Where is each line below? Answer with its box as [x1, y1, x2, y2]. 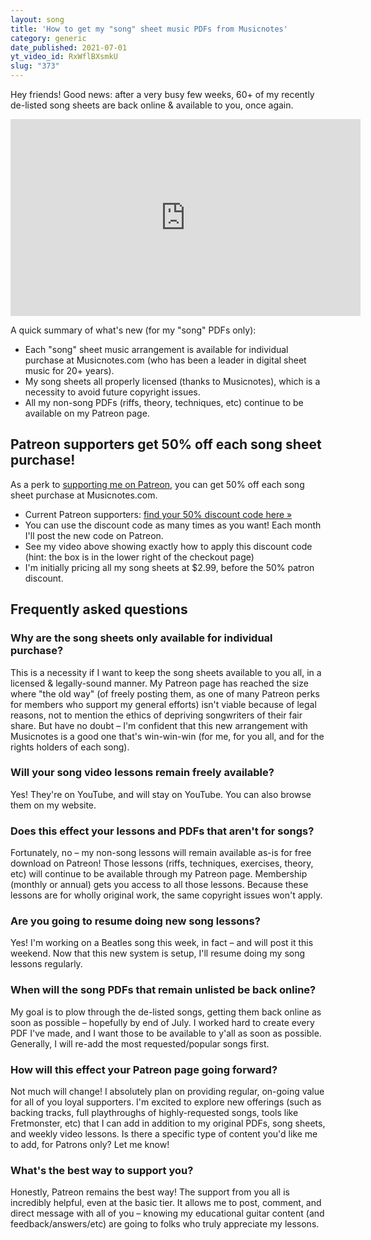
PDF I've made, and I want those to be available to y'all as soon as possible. [10, 1027, 322, 1039]
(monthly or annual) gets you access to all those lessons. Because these [10, 879, 309, 891]
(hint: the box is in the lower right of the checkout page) [24, 551, 255, 563]
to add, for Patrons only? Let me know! [10, 1138, 170, 1150]
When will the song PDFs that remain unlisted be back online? [10, 983, 317, 997]
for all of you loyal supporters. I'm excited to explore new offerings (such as [10, 1096, 322, 1108]
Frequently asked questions [10, 601, 188, 618]
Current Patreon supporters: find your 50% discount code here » [24, 508, 293, 520]
